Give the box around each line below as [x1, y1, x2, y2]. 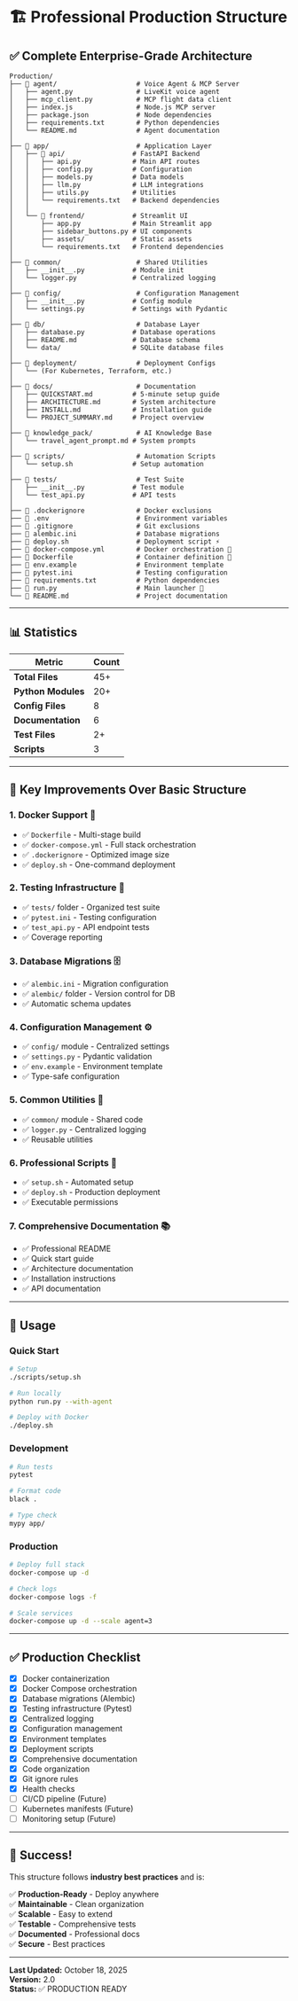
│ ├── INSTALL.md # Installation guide [9, 405, 213, 414]
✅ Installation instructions [21, 1273, 116, 1284]
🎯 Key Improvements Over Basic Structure [9, 782, 247, 798]
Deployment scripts [21, 1743, 94, 1754]
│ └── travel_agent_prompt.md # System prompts [9, 436, 197, 445]
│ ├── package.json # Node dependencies [9, 111, 213, 120]
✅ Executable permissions [21, 1196, 119, 1207]
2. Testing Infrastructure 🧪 [9, 881, 126, 894]
